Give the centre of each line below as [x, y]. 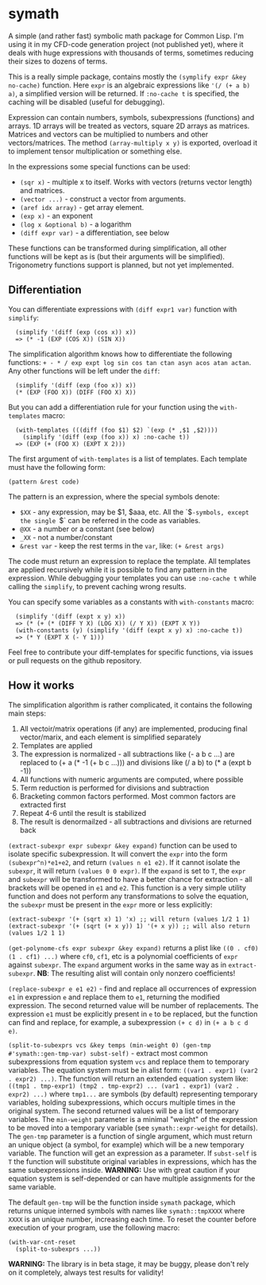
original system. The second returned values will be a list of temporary [124, 1111]
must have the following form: [57, 467]
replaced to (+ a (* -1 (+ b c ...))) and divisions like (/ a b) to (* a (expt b [135, 762]
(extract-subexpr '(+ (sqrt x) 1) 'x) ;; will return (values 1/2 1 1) [129, 919]
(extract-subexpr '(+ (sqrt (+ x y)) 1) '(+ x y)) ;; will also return [129, 926]
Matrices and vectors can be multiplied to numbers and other [108, 134]
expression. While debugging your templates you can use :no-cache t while [132, 578]
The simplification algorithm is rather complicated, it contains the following [130, 705]
